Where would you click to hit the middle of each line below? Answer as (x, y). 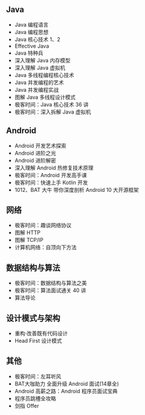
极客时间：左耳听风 (38, 376)
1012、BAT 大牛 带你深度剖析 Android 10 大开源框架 (77, 190)
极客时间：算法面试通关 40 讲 (50, 290)
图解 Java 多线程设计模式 (45, 97)
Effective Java (32, 46)
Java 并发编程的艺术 (39, 82)
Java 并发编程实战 (37, 89)
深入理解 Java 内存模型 (42, 60)
